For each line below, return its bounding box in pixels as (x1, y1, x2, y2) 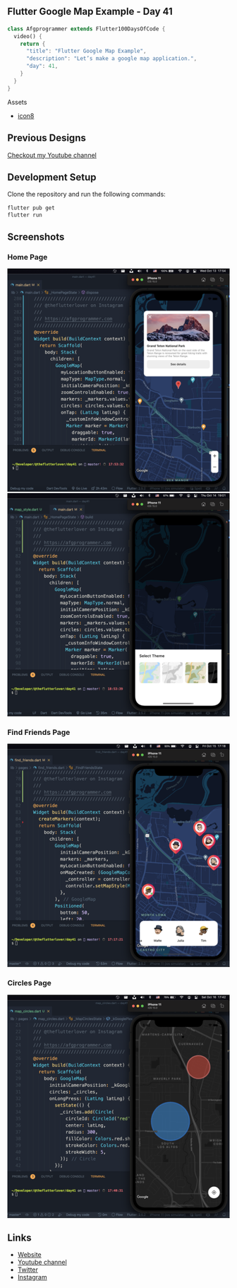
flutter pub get (7, 204, 55, 211)
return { (20, 40, 46, 47)
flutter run (7, 211, 42, 219)
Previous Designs (7, 132, 86, 144)
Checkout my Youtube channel (7, 151, 97, 159)
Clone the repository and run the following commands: (7, 190, 166, 199)
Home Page (7, 252, 48, 262)
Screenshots (7, 231, 65, 243)
